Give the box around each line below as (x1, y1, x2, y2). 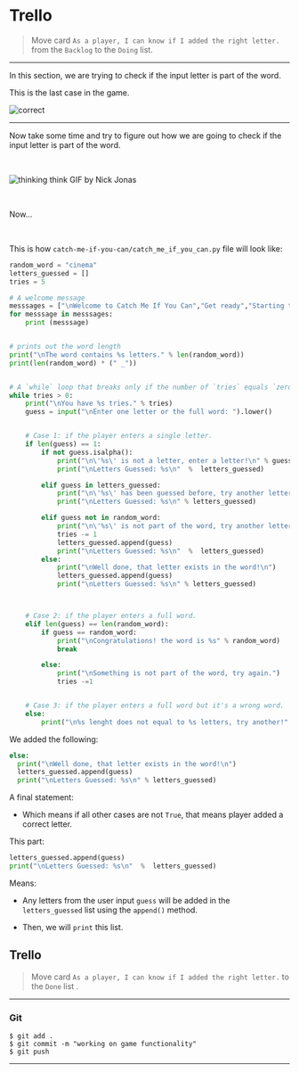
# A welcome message (9, 293, 86, 302)
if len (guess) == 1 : (25, 440, 101, 449)
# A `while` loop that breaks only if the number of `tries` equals (9, 383, 269, 392)
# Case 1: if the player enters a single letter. (25, 432, 214, 441)
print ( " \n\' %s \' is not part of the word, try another (56, 522, 265, 531)
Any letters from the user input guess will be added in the (21, 895, 230, 905)
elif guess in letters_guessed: (41, 481, 162, 490)
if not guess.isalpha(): (41, 448, 133, 457)
